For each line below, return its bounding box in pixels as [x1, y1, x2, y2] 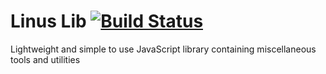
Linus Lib [10, 10, 87, 33]
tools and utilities [10, 53, 81, 65]
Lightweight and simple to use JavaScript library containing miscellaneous [10, 43, 317, 55]
